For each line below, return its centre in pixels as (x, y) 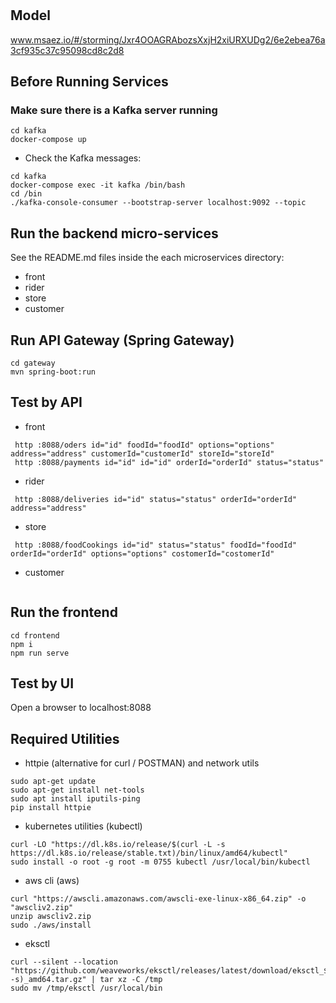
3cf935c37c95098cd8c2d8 (67, 50)
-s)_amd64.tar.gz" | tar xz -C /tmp (86, 980)
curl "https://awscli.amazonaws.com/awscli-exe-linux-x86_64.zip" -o (158, 899)
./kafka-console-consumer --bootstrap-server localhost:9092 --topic (158, 203)
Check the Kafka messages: (83, 158)
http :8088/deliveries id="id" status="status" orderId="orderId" (156, 499)
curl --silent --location (64, 962)
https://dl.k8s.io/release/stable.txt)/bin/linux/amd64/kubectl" (149, 853)
